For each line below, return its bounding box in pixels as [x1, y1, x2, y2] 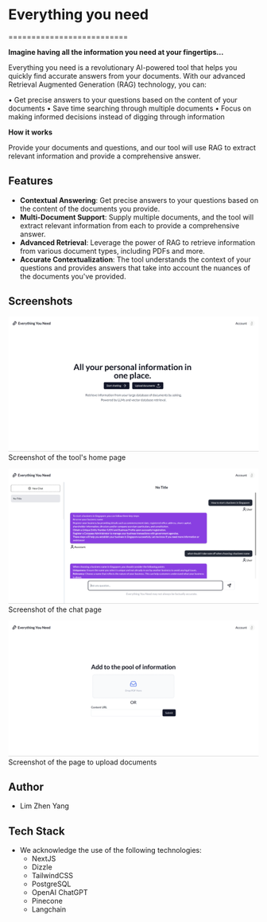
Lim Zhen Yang [19, 801, 69, 811]
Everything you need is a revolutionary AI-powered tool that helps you [8, 62, 238, 72]
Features [8, 174, 53, 188]
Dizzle [31, 862, 53, 872]
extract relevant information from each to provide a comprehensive [19, 220, 240, 230]
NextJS [31, 854, 56, 864]
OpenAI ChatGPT [31, 888, 89, 897]
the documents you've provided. [19, 271, 126, 281]
